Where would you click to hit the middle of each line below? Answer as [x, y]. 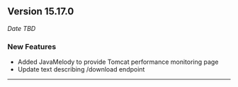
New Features [32, 46]
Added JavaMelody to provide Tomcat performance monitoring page [118, 62]
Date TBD [22, 28]
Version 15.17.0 [41, 12]
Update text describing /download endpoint [81, 69]
